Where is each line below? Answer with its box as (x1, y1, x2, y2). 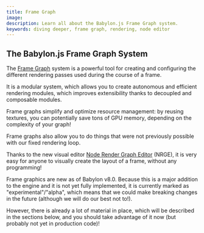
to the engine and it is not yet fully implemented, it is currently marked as (6, 182, 189, 190)
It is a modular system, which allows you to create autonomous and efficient (6, 83, 197, 90)
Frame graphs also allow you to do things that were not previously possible (6, 132, 194, 140)
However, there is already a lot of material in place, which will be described (6, 207, 195, 214)
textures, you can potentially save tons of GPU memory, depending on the (6, 114, 192, 122)
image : (6, 15, 23, 21)
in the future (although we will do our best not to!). (6, 195, 133, 203)
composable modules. (6, 96, 62, 104)
